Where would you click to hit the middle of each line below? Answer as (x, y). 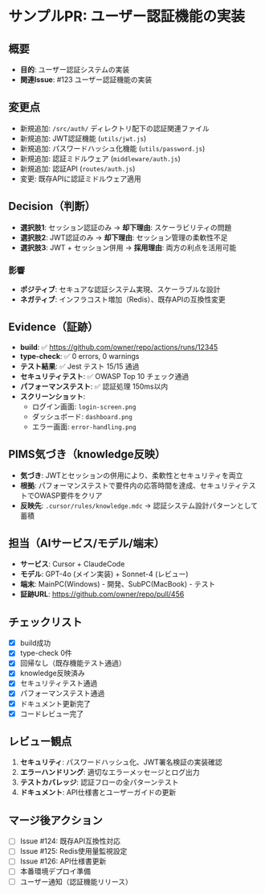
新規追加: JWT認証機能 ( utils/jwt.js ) (83, 138)
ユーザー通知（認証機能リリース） (76, 881)
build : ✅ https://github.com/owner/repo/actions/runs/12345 (119, 347)
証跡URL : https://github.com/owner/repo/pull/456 (102, 594)
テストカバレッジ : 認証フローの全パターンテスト (99, 782)
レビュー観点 (40, 742)
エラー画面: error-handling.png (84, 426)
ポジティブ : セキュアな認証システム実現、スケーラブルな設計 (120, 289)
